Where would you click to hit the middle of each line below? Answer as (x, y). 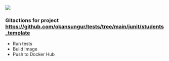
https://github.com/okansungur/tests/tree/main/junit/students (85, 26)
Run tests (23, 44)
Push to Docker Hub (33, 54)
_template (18, 32)
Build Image (25, 49)
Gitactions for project (32, 20)
